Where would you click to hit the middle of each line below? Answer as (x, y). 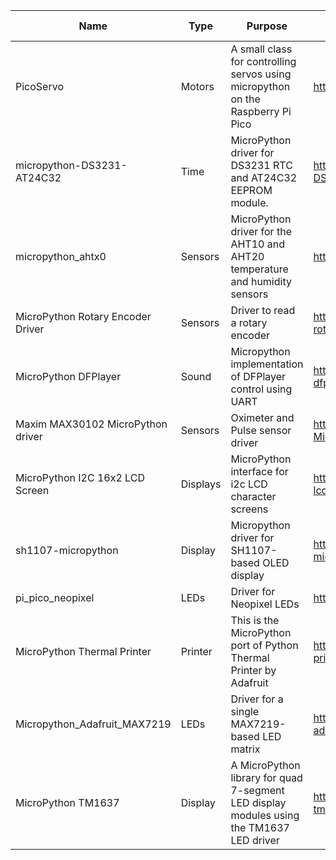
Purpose (267, 26)
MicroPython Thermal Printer (83, 651)
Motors (197, 86)
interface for (259, 471)
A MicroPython (265, 765)
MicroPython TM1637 (67, 802)
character (253, 496)
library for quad (266, 777)
